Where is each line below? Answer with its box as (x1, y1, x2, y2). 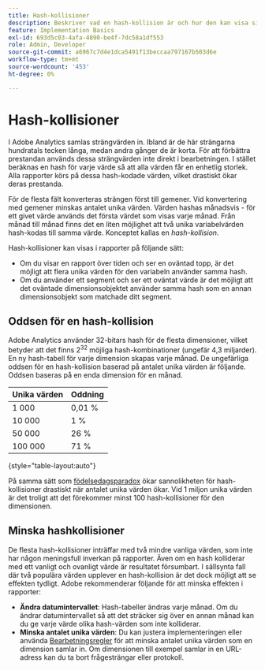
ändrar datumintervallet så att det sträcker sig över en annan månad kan (19, 610, 255, 620)
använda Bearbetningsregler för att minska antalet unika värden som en (19, 635, 252, 645)
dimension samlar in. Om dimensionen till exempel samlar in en (19, 644, 225, 653)
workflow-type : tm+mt (8, 56, 80, 64)
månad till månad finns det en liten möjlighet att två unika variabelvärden (8, 219, 244, 229)
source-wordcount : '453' (8, 63, 90, 71)
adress (19, 652, 43, 662)
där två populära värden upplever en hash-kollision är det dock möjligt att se (8, 570, 256, 579)
